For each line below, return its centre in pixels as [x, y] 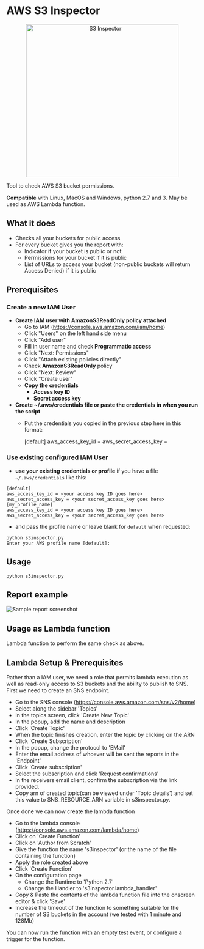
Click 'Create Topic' [40, 728]
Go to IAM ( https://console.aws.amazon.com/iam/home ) [95, 327]
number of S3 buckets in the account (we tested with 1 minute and [98, 914]
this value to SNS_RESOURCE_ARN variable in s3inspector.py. [93, 799]
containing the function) [45, 855]
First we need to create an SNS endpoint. [58, 690]
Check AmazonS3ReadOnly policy [68, 366]
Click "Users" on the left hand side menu [75, 333]
